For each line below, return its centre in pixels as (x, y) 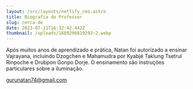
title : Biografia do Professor (44, 17)
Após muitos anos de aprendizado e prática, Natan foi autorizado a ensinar (97, 50)
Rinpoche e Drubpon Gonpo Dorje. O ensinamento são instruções (85, 63)
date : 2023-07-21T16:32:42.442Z (45, 28)
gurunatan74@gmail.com (37, 80)
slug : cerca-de (25, 22)
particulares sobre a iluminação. (45, 69)
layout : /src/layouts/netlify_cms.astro (56, 11)
